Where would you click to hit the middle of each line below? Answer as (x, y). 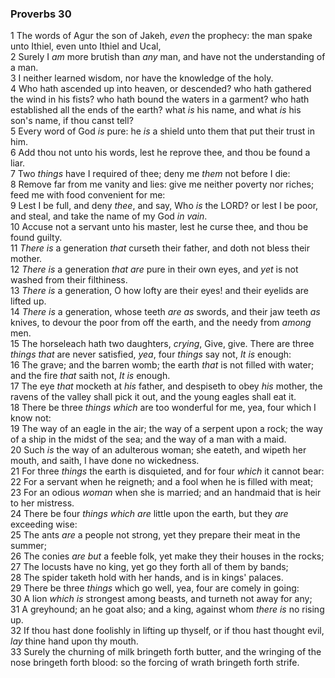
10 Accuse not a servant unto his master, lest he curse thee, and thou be (159, 227)
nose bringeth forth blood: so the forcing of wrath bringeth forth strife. (155, 663)
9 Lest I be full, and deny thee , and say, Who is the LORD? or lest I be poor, (164, 206)
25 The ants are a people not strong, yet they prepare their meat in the (155, 535)
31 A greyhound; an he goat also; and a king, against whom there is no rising (167, 609)
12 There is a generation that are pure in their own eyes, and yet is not (154, 269)
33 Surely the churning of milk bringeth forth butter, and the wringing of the (166, 652)
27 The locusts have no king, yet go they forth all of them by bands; (149, 567)
